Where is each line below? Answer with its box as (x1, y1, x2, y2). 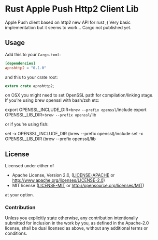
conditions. (5, 230, 28, 236)
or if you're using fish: (5, 121, 49, 127)
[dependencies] (5, 61, 36, 66)
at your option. (5, 192, 34, 198)
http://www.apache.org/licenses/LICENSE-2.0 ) (12, 177, 105, 183)
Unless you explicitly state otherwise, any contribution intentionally (5, 215, 138, 221)
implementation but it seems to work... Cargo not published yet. (5, 24, 131, 30)
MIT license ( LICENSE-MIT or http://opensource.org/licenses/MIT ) (12, 183, 144, 189)
